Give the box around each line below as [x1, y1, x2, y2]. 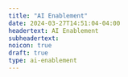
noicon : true [8, 42, 52, 50]
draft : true [8, 49, 48, 57]
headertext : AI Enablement [8, 26, 99, 34]
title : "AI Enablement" [8, 11, 89, 20]
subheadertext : [8, 34, 60, 43]
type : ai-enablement [8, 57, 78, 65]
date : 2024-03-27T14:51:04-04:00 [8, 19, 121, 27]
